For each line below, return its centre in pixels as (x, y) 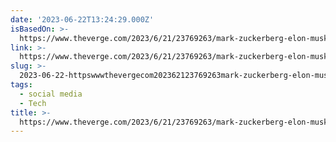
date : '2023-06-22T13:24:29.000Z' (82, 19)
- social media (51, 94)
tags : (21, 85)
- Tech (33, 103)
